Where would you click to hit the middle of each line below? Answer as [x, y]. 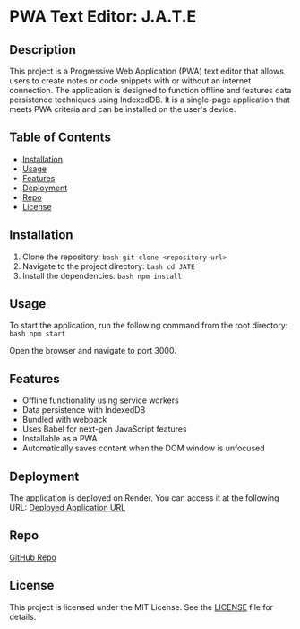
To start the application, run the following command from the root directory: [149, 326]
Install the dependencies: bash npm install [102, 275]
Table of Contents [60, 138]
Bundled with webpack [64, 420]
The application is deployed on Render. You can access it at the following [144, 498]
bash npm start [38, 334]
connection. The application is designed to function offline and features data [150, 90]
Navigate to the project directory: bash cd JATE [108, 266]
